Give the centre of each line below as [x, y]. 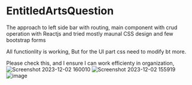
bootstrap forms [26, 40]
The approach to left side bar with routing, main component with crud [92, 27]
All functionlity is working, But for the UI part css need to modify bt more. [96, 51]
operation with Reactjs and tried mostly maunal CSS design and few [90, 33]
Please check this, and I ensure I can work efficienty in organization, [90, 63]
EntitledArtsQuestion [60, 11]
